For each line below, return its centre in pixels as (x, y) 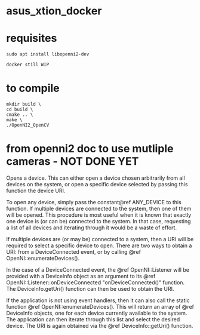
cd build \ (20, 110)
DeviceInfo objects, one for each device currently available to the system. (97, 313)
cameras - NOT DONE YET (73, 162)
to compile (33, 88)
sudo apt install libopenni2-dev (48, 54)
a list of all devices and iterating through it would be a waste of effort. (92, 228)
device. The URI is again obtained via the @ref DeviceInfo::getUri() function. (100, 326)
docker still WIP (28, 65)
